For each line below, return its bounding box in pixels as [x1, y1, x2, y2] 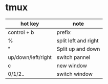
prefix [56, 29, 71, 36]
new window [56, 62, 88, 69]
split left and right [56, 37, 99, 44]
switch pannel [56, 53, 91, 60]
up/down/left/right [8, 53, 52, 60]
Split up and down [56, 45, 100, 52]
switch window [56, 70, 93, 77]
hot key [20, 20, 39, 27]
